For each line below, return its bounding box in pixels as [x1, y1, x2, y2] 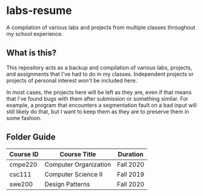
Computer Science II [44, 170, 103, 178]
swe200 [9, 180, 33, 188]
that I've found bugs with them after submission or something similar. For [6, 95, 189, 102]
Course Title [59, 150, 96, 158]
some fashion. [6, 114, 42, 121]
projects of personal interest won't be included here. [6, 76, 138, 84]
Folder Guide [6, 132, 56, 143]
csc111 [9, 170, 32, 178]
